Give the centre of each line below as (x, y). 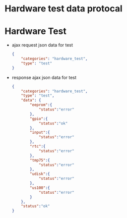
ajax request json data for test (42, 45)
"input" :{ (40, 133)
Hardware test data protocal (63, 9)
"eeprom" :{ (41, 105)
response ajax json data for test (44, 77)
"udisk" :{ (40, 174)
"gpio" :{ (39, 119)
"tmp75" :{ (40, 160)
